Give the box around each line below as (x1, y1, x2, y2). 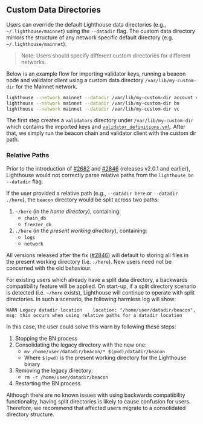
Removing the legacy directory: (14, 367, 94, 374)
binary (24, 360, 40, 368)
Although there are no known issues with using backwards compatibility (6, 391, 185, 399)
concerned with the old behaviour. (6, 264, 92, 272)
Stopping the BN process (14, 334, 78, 342)
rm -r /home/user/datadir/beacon (24, 374, 109, 380)
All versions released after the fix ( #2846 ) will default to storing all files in (6, 251, 189, 259)
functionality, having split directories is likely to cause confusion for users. (6, 397, 191, 405)
